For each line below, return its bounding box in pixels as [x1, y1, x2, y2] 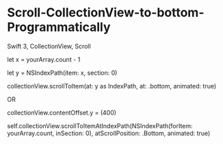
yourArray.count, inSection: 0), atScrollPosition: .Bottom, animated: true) [7, 129, 211, 137]
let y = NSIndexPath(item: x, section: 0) [7, 69, 118, 77]
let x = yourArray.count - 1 [7, 55, 81, 63]
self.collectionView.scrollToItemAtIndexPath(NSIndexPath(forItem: [7, 121, 193, 130]
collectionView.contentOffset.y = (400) [7, 108, 117, 117]
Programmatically [7, 19, 111, 35]
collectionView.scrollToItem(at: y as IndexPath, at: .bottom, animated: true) [7, 82, 217, 90]
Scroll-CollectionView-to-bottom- [7, 5, 205, 21]
